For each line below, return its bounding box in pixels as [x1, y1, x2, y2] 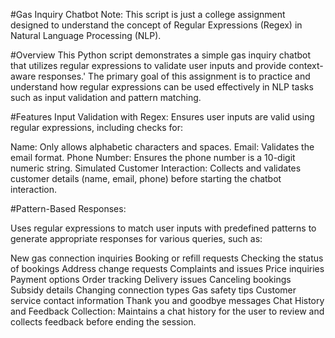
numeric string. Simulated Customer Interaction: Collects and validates [10, 162, 302, 174]
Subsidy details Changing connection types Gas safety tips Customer [10, 284, 297, 296]
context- [288, 60, 324, 71]
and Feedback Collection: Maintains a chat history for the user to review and [10, 305, 325, 317]
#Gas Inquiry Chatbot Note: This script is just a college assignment [10, 9, 286, 20]
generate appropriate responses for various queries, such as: [10, 233, 263, 244]
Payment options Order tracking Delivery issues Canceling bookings [10, 274, 292, 285]
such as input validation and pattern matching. [10, 92, 202, 103]
